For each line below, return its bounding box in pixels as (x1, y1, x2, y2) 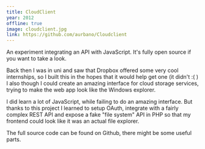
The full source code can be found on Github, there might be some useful (6, 129, 192, 137)
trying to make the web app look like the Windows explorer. (6, 86, 156, 93)
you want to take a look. (6, 55, 67, 62)
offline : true (6, 20, 43, 26)
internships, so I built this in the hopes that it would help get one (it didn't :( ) (6, 73, 199, 81)
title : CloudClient (6, 9, 56, 15)
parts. (6, 136, 21, 144)
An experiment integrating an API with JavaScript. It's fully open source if (6, 48, 192, 56)
